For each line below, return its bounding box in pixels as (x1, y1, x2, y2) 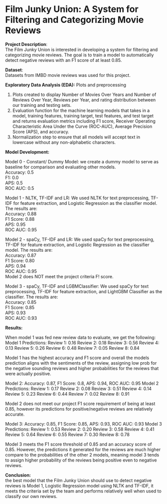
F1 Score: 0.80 (5, 257, 35, 263)
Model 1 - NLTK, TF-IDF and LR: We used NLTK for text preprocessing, (5, 195, 150, 201)
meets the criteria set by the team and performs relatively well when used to (5, 488, 162, 494)
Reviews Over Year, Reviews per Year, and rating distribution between (12, 96, 156, 103)
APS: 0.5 (5, 180, 23, 186)
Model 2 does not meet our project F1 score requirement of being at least (5, 401, 156, 407)
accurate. (5, 411, 25, 417)
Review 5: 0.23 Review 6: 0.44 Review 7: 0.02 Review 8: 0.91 (5, 391, 130, 397)
